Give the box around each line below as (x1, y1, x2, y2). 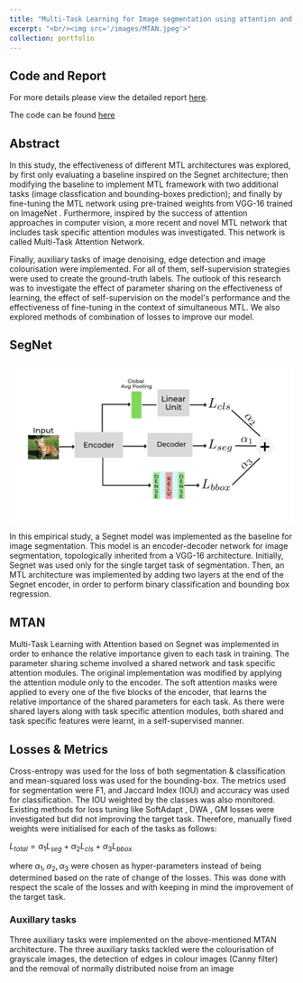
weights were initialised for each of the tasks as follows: (9, 822, 217, 834)
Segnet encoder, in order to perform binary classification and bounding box (9, 579, 290, 590)
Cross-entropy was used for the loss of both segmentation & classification (9, 765, 286, 776)
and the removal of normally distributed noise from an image (9, 962, 234, 974)
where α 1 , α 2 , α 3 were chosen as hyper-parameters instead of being (9, 860, 262, 873)
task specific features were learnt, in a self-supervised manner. (9, 716, 245, 727)
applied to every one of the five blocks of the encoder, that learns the (9, 687, 268, 698)
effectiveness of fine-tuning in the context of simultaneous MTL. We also (9, 302, 280, 312)
